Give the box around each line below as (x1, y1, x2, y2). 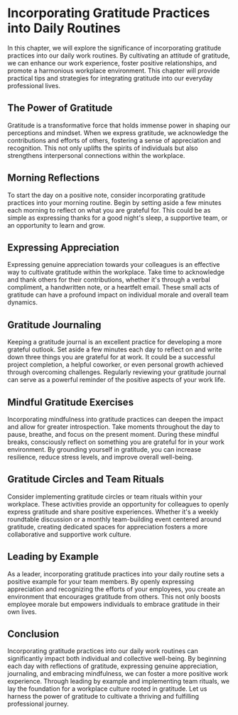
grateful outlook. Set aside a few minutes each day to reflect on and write (7, 345, 222, 354)
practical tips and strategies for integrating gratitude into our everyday (7, 73, 213, 83)
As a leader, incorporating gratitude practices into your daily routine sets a (7, 569, 225, 578)
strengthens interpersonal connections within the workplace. (7, 151, 185, 159)
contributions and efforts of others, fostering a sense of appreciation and (7, 136, 222, 144)
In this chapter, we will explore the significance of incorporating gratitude (7, 43, 222, 52)
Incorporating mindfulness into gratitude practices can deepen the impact (7, 415, 224, 423)
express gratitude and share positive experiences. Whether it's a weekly (7, 507, 219, 516)
